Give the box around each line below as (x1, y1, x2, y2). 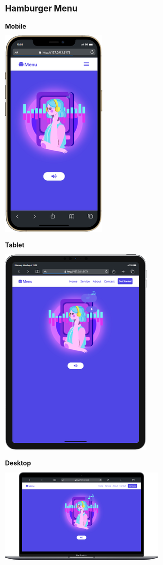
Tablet (5, 241, 25, 250)
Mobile (5, 22, 27, 31)
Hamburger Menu (5, 3, 78, 14)
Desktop (5, 459, 32, 468)
